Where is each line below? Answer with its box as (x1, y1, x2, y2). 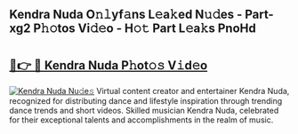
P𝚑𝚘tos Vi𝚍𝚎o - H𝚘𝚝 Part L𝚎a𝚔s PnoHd (33, 21, 256, 36)
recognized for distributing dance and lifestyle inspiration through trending (9, 96, 283, 106)
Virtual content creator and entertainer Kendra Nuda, (96, 86, 290, 96)
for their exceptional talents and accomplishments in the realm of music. (9, 114, 274, 125)
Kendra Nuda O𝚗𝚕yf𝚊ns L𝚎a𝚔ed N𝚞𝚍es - (9, 7, 243, 22)
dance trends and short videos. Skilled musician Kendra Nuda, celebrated (9, 106, 279, 115)
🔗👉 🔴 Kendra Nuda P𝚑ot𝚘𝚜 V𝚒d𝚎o (9, 58, 208, 73)
